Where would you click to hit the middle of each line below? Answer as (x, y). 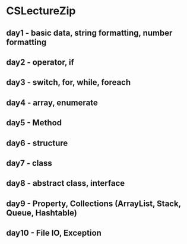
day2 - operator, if (40, 62)
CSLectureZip (41, 11)
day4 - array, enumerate (52, 102)
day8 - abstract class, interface (66, 183)
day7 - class (29, 163)
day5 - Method (34, 123)
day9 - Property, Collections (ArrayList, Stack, (93, 203)
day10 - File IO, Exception (54, 233)
